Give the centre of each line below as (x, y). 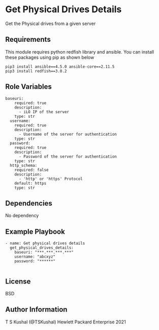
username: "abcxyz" (35, 257)
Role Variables (28, 87)
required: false (32, 170)
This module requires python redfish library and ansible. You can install (80, 52)
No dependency (22, 216)
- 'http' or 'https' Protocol (51, 179)
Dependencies (29, 203)
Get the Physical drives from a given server (51, 23)
